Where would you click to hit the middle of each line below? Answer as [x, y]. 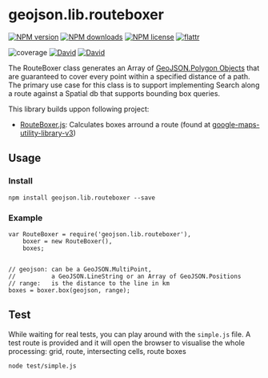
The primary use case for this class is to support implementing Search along [134, 85]
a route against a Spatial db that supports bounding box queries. [114, 93]
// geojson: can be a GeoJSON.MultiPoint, [80, 269]
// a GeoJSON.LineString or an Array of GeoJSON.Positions [125, 276]
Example [26, 218]
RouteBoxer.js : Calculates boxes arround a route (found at [115, 124]
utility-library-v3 [46, 133]
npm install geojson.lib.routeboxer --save [82, 198]
